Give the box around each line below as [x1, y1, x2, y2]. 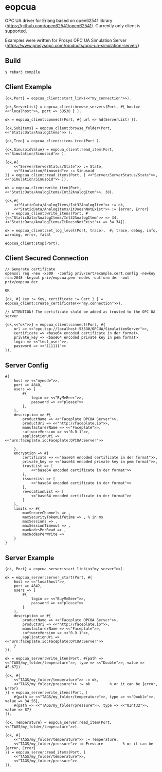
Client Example [5, 83, 52, 91]
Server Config [5, 361, 49, 369]
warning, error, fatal [5, 232, 51, 237]
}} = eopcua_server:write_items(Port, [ [5, 690, 89, 695]
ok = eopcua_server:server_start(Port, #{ [5, 575, 92, 580]
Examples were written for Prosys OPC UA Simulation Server [5, 37, 127, 43]
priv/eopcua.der [5, 280, 38, 285]
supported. [5, 28, 27, 34]
